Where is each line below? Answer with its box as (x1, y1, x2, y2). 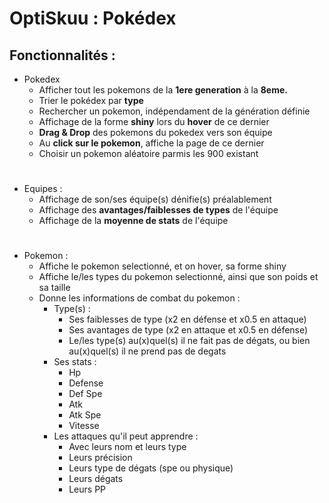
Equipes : (23, 183, 63, 195)
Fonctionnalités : (9, 47, 116, 64)
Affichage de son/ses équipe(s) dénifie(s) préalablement (38, 193, 272, 206)
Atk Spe (68, 409, 102, 421)
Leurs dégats (68, 473, 124, 485)
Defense (68, 377, 104, 389)
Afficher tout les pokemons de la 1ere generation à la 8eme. (38, 84, 288, 96)
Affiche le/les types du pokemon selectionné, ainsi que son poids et (38, 271, 319, 283)
